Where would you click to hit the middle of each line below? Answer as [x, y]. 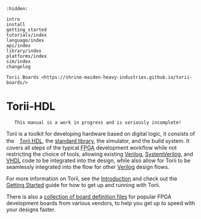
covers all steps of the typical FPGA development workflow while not [91, 147]
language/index [25, 40]
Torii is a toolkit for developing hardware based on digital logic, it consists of [101, 133]
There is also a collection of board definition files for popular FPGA [89, 197]
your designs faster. [31, 209]
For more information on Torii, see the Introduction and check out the [92, 179]
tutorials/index [26, 35]
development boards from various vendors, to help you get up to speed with [101, 203]
